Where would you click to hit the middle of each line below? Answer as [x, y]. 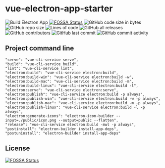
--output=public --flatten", [88, 120]
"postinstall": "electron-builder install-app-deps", [62, 129]
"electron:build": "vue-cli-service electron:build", [62, 73]
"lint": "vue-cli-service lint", [40, 68]
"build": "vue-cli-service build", [42, 64]
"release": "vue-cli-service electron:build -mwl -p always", [71, 125]
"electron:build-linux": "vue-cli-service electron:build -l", [72, 85]
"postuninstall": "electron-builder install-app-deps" [63, 133]
